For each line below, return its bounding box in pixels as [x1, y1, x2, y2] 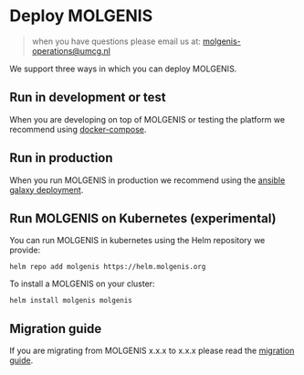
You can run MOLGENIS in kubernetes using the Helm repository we [9, 235, 266, 246]
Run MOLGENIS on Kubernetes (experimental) [9, 210, 277, 226]
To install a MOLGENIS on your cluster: [9, 278, 155, 289]
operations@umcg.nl [31, 45, 111, 56]
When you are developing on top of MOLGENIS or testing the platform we [9, 113, 286, 124]
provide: [9, 244, 41, 256]
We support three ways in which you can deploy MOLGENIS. [9, 63, 237, 74]
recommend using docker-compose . [9, 123, 147, 134]
